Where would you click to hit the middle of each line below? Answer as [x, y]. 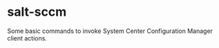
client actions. [27, 38]
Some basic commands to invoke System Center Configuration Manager [110, 31]
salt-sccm [37, 12]
